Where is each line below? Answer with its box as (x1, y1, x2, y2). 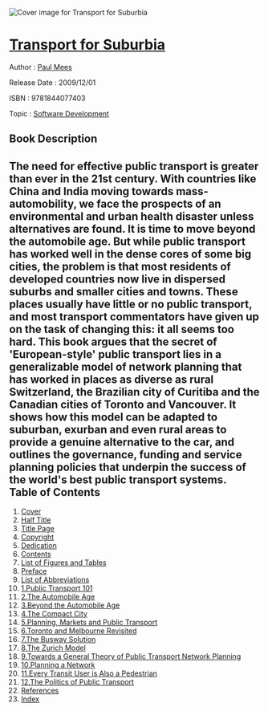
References (20, 686, 59, 696)
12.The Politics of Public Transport (20, 677, 135, 687)
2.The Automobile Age (20, 592, 95, 602)
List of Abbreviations (20, 575, 90, 585)
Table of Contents (9, 486, 101, 499)
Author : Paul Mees (9, 62, 73, 71)
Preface (20, 567, 47, 576)
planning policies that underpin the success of (9, 460, 247, 473)
